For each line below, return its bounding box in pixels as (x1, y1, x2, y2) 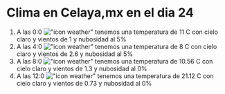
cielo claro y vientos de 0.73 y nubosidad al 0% (16, 79, 152, 87)
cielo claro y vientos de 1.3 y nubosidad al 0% (16, 64, 147, 73)
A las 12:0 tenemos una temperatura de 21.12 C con (16, 71, 214, 80)
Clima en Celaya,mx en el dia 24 (6, 5, 195, 21)
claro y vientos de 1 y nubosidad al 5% (16, 35, 127, 43)
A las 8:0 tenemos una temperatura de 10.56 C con (16, 57, 213, 65)
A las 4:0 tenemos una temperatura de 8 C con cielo (16, 42, 217, 50)
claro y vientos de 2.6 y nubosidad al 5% (16, 50, 133, 58)
